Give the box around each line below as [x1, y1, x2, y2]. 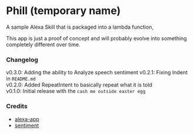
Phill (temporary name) [6, 4, 121, 18]
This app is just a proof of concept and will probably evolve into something [6, 35, 187, 42]
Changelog [6, 56, 38, 64]
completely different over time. [6, 41, 81, 48]
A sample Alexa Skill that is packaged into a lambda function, [6, 23, 154, 30]
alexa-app [14, 115, 39, 122]
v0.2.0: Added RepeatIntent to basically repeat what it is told [6, 81, 153, 88]
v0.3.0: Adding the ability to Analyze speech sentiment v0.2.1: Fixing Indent [6, 69, 188, 76]
